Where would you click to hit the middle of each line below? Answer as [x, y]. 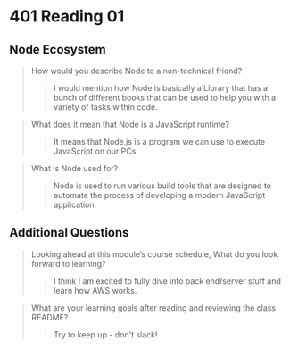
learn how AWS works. [95, 290]
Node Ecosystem [58, 50]
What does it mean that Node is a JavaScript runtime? [130, 124]
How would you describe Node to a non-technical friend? [137, 71]
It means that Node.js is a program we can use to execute [159, 141]
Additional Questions [69, 233]
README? [50, 317]
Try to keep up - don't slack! [105, 334]
